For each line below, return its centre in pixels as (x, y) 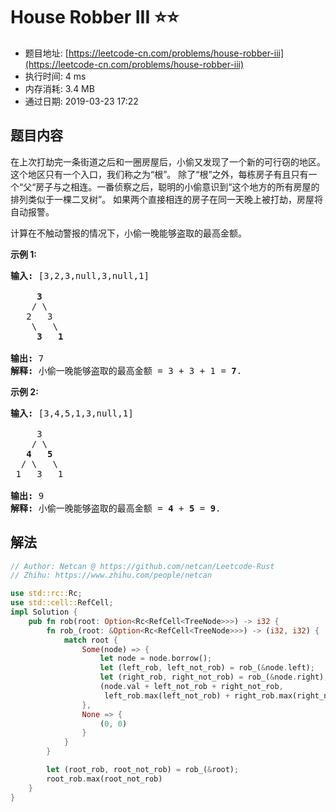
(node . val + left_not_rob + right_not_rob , (191, 687)
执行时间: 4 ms (55, 76)
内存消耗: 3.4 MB (59, 88)
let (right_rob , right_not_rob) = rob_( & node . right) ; (214, 677)
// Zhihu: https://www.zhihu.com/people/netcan (111, 575)
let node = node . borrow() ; (156, 659)
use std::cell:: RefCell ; (62, 603)
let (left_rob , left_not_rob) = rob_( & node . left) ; (207, 668)
